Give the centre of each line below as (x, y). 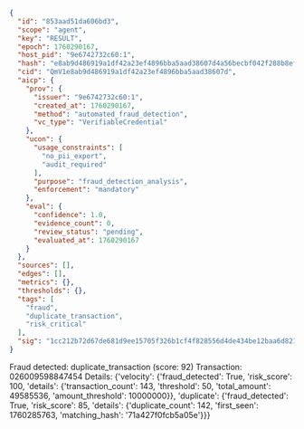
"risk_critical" (57, 324)
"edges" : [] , (42, 274)
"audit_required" (74, 164)
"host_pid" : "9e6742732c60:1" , (76, 55)
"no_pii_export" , (74, 156)
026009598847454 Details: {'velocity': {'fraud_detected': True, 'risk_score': (151, 377)
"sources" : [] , (46, 266)
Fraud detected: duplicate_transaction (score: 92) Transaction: (126, 367)
